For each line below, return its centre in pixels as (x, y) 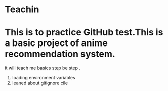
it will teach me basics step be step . (43, 68)
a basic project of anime (56, 43)
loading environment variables (44, 78)
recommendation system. (60, 54)
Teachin (22, 9)
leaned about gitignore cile (40, 83)
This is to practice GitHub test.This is (84, 33)
